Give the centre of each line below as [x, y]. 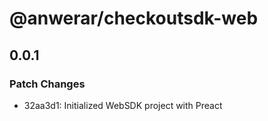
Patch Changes [47, 84]
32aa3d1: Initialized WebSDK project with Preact [123, 105]
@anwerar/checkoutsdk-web [134, 18]
